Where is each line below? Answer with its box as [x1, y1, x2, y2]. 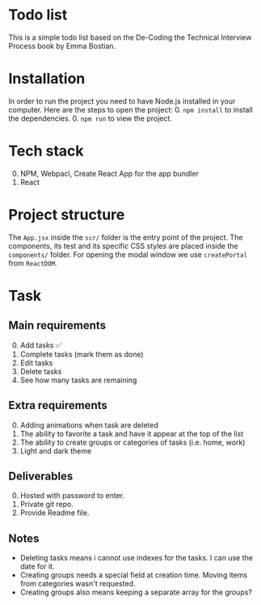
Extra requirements [8, 398, 107, 412]
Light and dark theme [19, 445, 92, 455]
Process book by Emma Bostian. [8, 40, 116, 50]
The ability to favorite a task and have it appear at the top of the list [19, 428, 244, 438]
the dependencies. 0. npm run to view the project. [8, 113, 172, 123]
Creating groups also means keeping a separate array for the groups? [19, 587, 253, 597]
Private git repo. [19, 500, 74, 509]
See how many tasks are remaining [19, 375, 137, 385]
